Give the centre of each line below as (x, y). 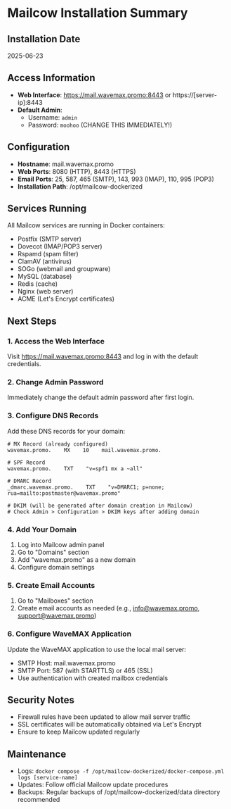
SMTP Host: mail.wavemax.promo (66, 663)
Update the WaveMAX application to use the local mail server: (97, 649)
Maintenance (37, 754)
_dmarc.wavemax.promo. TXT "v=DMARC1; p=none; (86, 487)
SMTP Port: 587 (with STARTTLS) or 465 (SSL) (85, 670)
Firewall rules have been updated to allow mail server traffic (104, 717)
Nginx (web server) (45, 291)
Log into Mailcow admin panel (61, 545)
